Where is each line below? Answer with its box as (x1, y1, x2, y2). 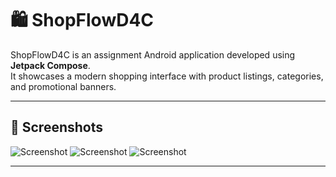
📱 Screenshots (10, 119, 104, 136)
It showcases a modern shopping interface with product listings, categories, (10, 70, 324, 82)
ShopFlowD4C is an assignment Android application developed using (10, 48, 296, 61)
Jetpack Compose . (10, 59, 91, 71)
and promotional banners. (10, 80, 117, 92)
